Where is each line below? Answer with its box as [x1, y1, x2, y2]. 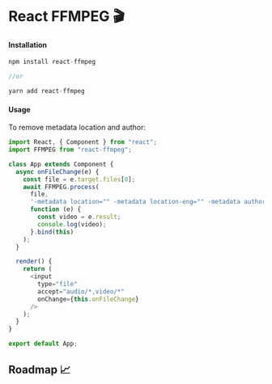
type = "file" [37, 281, 79, 289]
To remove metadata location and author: [8, 123, 147, 133]
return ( [23, 265, 53, 273]
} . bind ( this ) [29, 228, 74, 236]
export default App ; [8, 340, 79, 348]
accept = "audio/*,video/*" [37, 287, 125, 296]
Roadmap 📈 [8, 363, 71, 377]
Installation [8, 40, 47, 49]
